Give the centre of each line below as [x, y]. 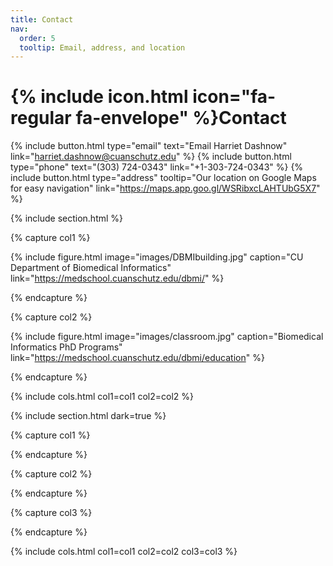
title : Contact [42, 19]
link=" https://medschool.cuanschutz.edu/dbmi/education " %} [137, 358]
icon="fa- [234, 97]
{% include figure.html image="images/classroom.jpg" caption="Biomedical [167, 337]
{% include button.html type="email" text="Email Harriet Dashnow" [149, 146]
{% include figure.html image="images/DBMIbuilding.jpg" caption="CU [157, 257]
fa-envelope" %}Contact [181, 118]
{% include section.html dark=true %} [88, 416]
